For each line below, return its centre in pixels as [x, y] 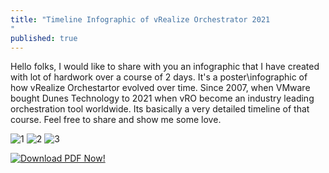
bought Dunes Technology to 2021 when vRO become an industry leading [162, 98]
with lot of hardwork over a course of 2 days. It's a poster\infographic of [159, 77]
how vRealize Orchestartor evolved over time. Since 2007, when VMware [160, 88]
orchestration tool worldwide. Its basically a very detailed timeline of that [160, 109]
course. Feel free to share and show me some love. [116, 120]
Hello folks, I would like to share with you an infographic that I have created [165, 67]
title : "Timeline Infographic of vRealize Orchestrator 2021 [140, 19]
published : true [44, 38]
